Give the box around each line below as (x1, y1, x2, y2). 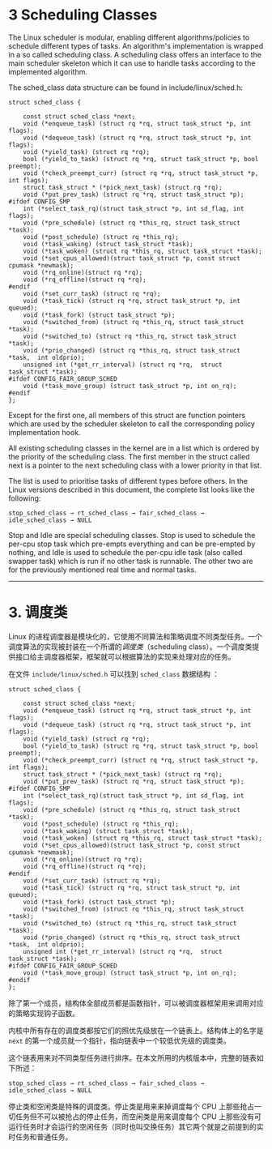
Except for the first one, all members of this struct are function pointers (8, 410, 245, 420)
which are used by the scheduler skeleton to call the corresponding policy (8, 419, 255, 429)
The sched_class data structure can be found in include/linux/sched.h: (8, 83, 244, 92)
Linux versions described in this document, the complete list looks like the (8, 485, 255, 494)
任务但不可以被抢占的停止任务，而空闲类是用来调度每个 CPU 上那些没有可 (15, 1112, 261, 1121)
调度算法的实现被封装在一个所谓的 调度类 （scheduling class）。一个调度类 (8, 642, 253, 651)
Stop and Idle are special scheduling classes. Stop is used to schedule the (8, 530, 256, 540)
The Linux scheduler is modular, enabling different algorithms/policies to (8, 32, 250, 42)
